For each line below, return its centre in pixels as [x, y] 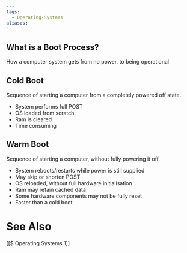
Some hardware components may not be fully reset [78, 196]
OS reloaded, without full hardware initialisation [73, 183]
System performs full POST [49, 106]
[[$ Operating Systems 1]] [38, 243]
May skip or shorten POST [48, 177]
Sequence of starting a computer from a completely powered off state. [94, 95]
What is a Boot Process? [53, 47]
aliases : [17, 23]
